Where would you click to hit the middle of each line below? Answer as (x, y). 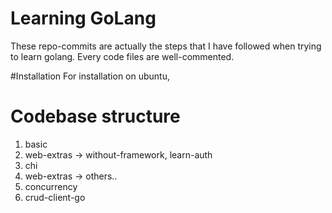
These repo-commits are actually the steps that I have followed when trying (166, 46)
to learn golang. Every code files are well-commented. (122, 56)
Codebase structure (95, 116)
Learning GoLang (83, 18)
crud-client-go (55, 197)
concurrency (51, 186)
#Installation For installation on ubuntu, (90, 76)
